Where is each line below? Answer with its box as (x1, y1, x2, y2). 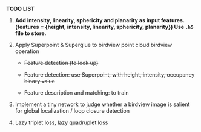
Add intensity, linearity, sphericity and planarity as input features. (15, 17, 185, 24)
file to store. (15, 30, 47, 37)
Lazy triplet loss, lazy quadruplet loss (15, 119, 108, 126)
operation (15, 48, 39, 55)
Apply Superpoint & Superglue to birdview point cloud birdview (15, 42, 173, 48)
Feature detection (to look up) (24, 60, 99, 66)
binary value (24, 78, 56, 84)
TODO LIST (6, 5, 35, 12)
